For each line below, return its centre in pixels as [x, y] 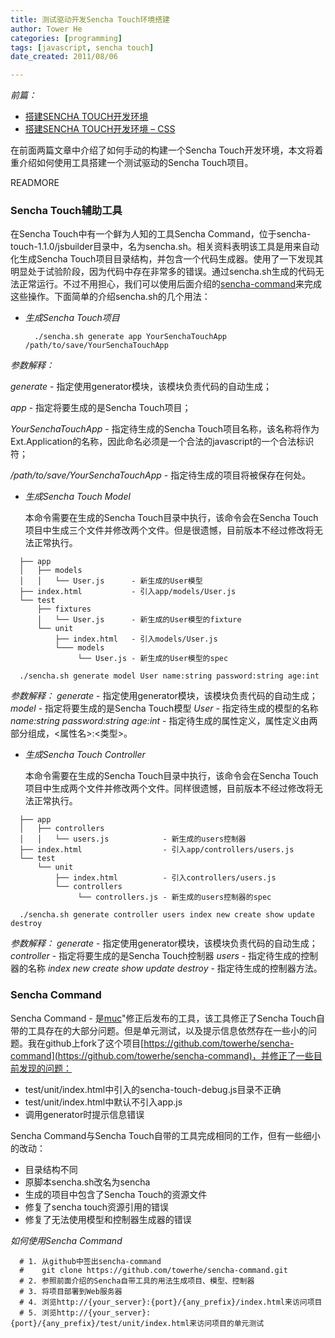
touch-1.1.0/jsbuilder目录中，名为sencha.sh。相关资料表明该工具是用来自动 [165, 247]
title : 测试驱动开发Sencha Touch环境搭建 [90, 19]
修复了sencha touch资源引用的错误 [97, 1207]
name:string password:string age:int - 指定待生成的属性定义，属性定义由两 [164, 721]
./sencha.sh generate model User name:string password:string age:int [169, 676]
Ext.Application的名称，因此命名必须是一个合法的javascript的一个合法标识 [162, 442]
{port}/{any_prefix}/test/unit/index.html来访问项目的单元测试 [137, 1323]
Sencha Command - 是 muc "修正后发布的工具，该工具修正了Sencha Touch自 [167, 1018]
